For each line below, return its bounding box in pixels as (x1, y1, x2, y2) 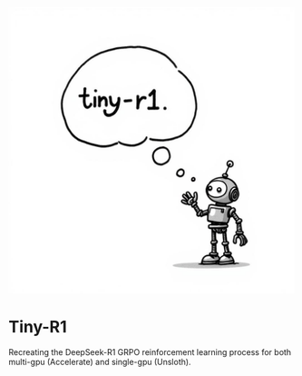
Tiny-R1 (8, 317, 67, 338)
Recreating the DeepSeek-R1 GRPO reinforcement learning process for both (8, 346, 292, 357)
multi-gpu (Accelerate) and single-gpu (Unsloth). (8, 356, 191, 367)
